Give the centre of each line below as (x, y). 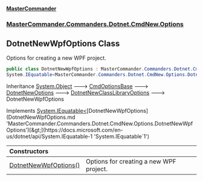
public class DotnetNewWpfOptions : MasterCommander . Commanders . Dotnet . (100, 69)
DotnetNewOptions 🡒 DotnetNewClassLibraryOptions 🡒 (86, 93)
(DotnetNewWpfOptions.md (41, 117)
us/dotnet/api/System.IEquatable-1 (49, 136)
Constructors (29, 151)
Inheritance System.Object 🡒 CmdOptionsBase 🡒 (77, 86)
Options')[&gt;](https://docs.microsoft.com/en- (65, 130)
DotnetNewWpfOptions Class (63, 43)
